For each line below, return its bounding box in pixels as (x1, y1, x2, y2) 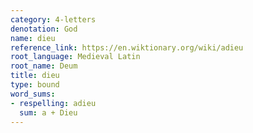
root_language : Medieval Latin (10, 52, 141, 62)
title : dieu (10, 71, 60, 81)
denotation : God (10, 24, 78, 34)
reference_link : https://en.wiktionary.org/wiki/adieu (10, 42, 244, 53)
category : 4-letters (10, 14, 97, 25)
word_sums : (10, 89, 56, 99)
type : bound (10, 80, 60, 90)
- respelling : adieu (10, 98, 97, 108)
